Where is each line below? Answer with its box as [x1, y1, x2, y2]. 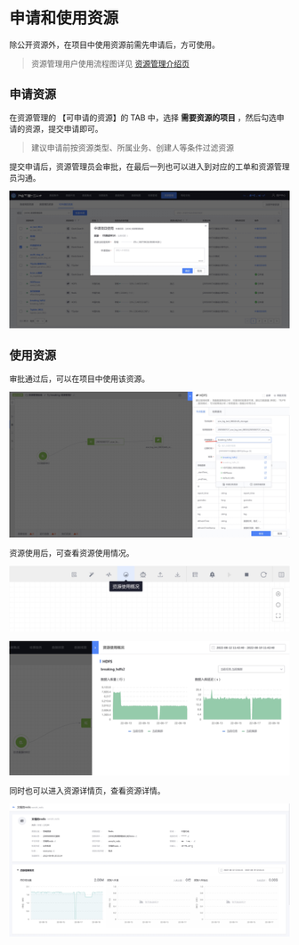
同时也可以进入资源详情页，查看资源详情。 [9, 786, 166, 796]
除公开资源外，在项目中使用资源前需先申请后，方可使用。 [9, 39, 220, 50]
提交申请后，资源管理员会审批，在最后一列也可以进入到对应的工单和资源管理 [9, 161, 290, 172]
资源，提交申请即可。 [24, 123, 103, 134]
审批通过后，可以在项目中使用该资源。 [9, 373, 149, 384]
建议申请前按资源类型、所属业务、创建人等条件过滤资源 [30, 142, 234, 152]
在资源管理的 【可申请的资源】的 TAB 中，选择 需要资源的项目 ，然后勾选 [9, 112, 278, 123]
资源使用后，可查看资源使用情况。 [9, 548, 134, 558]
